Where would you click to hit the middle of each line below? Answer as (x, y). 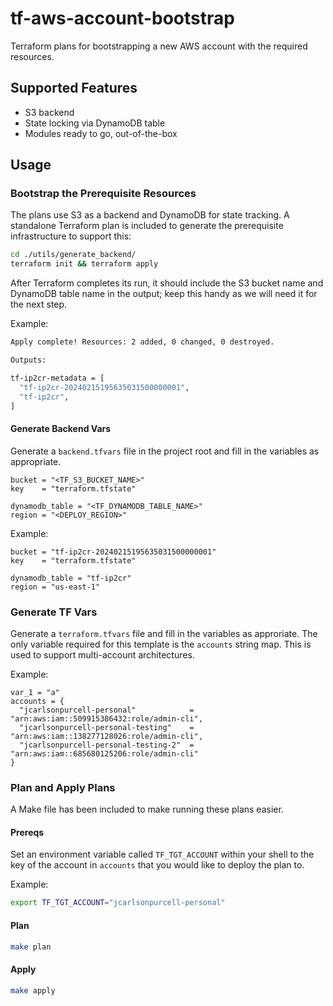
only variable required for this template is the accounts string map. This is (161, 644)
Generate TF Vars (54, 612)
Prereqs (27, 832)
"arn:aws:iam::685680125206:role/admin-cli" (104, 753)
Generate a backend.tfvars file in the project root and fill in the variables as (165, 451)
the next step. (39, 304)
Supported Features (74, 88)
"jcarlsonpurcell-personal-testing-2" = (107, 745)
